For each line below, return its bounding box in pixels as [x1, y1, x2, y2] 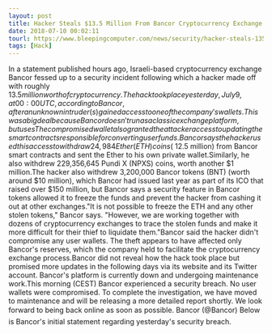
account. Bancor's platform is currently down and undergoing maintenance [8, 270, 259, 280]
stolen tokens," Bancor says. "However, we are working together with [8, 210, 240, 220]
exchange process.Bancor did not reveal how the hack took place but [8, 253, 240, 263]
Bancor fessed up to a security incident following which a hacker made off [8, 73, 257, 82]
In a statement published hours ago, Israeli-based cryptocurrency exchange [8, 64, 262, 74]
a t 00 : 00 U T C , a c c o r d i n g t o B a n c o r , [8, 99, 125, 108]
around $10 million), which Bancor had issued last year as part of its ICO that [8, 175, 264, 186]
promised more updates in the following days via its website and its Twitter [8, 262, 257, 272]
